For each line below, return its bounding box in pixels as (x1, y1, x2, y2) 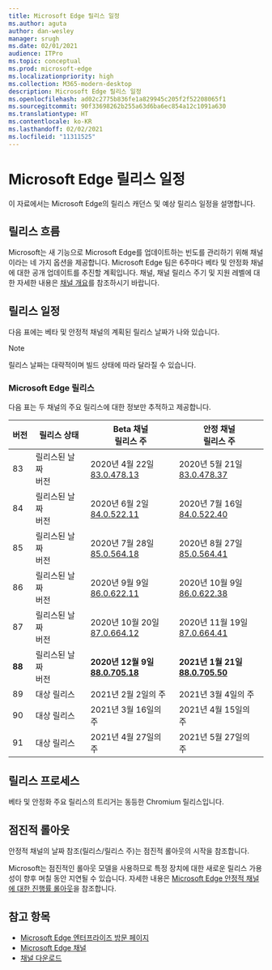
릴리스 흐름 (8, 224, 61, 238)
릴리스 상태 (39, 429, 79, 441)
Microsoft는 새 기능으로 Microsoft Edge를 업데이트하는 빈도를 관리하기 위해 (8, 248, 249, 257)
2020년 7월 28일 (90, 537, 155, 549)
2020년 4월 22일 (90, 459, 155, 470)
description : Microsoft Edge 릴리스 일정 (8, 87, 142, 96)
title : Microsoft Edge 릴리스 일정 (8, 11, 120, 20)
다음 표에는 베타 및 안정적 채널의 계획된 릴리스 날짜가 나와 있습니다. (8, 327, 220, 337)
